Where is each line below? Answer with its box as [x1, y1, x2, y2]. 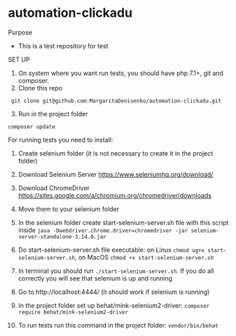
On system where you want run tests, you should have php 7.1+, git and [18, 69, 223, 77]
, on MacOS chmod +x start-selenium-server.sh [74, 253, 214, 261]
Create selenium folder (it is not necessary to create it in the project [18, 149, 214, 157]
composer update [8, 123, 55, 130]
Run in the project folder [18, 109, 88, 118]
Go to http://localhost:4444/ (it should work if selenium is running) [18, 288, 210, 296]
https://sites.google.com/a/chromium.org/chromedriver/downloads [18, 191, 212, 199]
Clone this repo [18, 83, 62, 92]
